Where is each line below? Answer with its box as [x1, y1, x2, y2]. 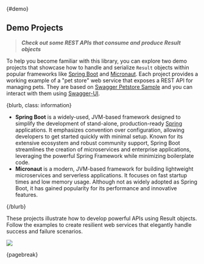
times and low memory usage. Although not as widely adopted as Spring [15, 178, 198, 185]
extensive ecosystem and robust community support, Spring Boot [15, 139, 181, 146]
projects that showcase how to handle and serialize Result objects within [6, 63, 189, 71]
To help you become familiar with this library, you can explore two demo [6, 57, 188, 65]
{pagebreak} [6, 251, 38, 258]
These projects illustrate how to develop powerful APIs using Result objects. [6, 215, 197, 222]
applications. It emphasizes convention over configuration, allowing [15, 126, 185, 134]
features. [15, 191, 38, 198]
